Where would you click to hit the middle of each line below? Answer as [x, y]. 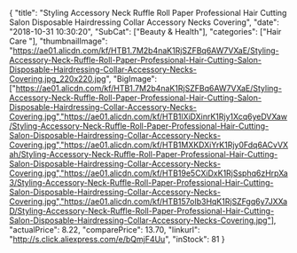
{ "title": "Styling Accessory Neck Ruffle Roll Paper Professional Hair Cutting [148, 13]
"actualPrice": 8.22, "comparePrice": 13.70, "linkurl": [105, 229]
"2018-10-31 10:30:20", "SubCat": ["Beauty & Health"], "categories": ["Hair [145, 32]
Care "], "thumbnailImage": [59, 41]
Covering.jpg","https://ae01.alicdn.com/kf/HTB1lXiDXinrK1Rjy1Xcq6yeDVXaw [148, 116]
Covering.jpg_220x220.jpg [58, 79]
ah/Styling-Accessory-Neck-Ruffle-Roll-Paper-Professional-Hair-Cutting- [144, 154]
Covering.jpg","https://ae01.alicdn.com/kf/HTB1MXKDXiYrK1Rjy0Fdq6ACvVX [149, 145]
